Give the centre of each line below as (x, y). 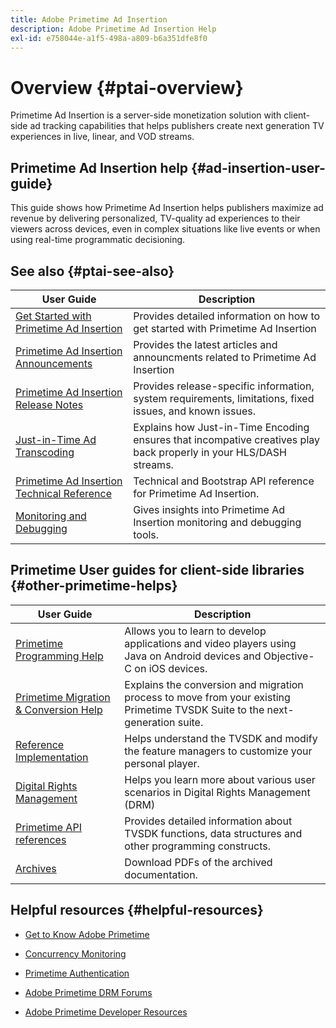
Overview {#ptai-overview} (127, 87)
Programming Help (59, 656)
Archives (36, 868)
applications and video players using (210, 643)
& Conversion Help (59, 709)
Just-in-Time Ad (56, 439)
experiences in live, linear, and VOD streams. (102, 137)
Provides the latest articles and (205, 344)
